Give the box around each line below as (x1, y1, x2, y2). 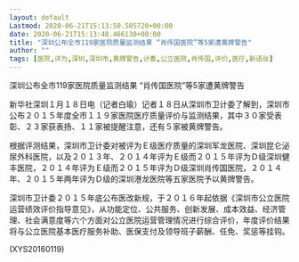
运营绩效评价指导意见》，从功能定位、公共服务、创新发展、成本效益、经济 (9, 204, 279, 214)
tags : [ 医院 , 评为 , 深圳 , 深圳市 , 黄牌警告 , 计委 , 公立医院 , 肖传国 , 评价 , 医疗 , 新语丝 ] (9, 54, 274, 63)
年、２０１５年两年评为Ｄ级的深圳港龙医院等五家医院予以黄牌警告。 (9, 174, 259, 184)
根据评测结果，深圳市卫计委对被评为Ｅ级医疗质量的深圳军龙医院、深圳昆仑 (9, 140, 282, 151)
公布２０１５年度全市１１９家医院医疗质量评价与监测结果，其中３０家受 (9, 111, 274, 120)
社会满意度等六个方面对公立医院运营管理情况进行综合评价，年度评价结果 (24, 215, 290, 225)
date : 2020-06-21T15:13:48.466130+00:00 (9, 29, 162, 38)
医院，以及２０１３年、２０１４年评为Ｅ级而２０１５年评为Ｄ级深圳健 (32, 151, 290, 161)
